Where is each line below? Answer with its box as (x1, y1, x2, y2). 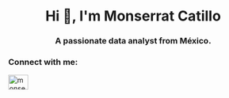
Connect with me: (8, 57, 78, 68)
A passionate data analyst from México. (55, 36, 212, 47)
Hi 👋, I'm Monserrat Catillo (44, 7, 222, 25)
